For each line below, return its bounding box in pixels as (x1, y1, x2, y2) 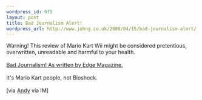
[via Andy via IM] (6, 87, 49, 94)
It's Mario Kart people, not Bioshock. (6, 74, 98, 81)
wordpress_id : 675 (6, 8, 53, 15)
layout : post (6, 14, 39, 20)
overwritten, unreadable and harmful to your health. (6, 49, 135, 56)
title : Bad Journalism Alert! (6, 20, 83, 26)
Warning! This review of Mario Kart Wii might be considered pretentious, (6, 42, 187, 49)
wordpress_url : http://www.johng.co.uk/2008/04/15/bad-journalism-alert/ (6, 25, 197, 32)
